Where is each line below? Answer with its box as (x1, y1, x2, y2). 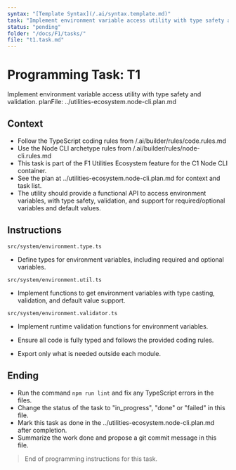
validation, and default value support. (17, 296, 126, 305)
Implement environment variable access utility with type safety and (7, 90, 202, 99)
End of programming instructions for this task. (24, 455, 158, 463)
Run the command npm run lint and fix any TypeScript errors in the (17, 388, 214, 397)
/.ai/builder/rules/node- (133, 144, 200, 152)
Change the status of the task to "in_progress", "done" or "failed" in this (17, 403, 226, 412)
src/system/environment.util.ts (7, 276, 102, 284)
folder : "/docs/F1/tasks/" (7, 30, 86, 37)
